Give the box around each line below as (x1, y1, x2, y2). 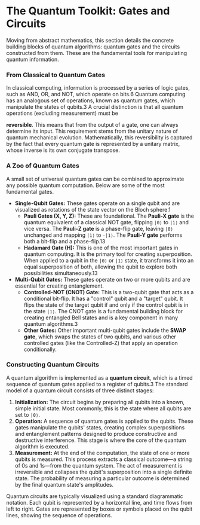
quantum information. (6, 56, 60, 63)
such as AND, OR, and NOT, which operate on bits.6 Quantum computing (6, 91, 186, 98)
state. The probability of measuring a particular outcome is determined (14, 474, 189, 482)
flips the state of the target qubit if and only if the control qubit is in (23, 301, 189, 309)
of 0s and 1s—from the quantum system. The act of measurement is (14, 462, 183, 469)
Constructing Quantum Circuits (6, 361, 100, 369)
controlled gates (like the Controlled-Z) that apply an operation (23, 339, 178, 346)
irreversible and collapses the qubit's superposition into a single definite (14, 468, 192, 475)
